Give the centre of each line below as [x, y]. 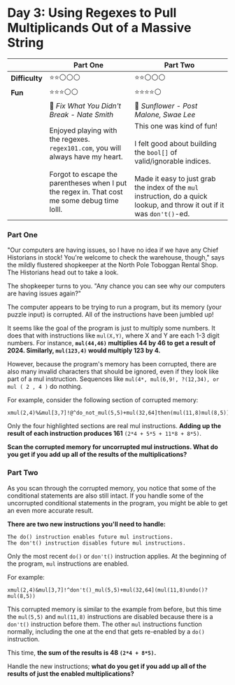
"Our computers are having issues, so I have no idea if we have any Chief [113, 250]
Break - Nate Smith [81, 114]
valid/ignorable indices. [173, 161]
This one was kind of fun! [176, 126]
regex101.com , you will [85, 147]
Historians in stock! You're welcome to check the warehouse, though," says [116, 258]
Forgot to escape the [83, 174]
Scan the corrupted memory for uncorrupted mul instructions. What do [113, 447]
